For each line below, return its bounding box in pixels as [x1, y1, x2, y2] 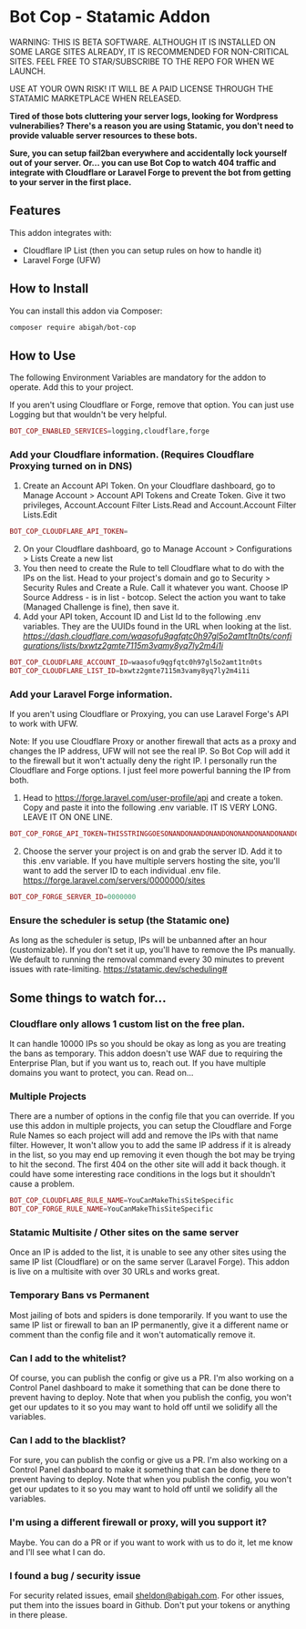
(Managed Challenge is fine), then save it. [22, 601, 179, 612]
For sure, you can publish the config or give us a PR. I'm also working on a [9, 1455, 289, 1466]
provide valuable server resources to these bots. [9, 129, 198, 140]
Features [9, 203, 61, 219]
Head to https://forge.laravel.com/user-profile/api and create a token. [22, 793, 284, 804]
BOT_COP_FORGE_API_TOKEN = [9, 829, 107, 839]
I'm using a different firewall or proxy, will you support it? [9, 1516, 267, 1529]
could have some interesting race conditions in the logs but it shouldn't [9, 1169, 276, 1180]
